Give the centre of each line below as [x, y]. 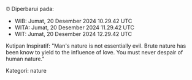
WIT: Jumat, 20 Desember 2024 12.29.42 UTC [73, 34]
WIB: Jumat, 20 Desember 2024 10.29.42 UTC [73, 21]
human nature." [25, 59]
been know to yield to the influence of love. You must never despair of [94, 52]
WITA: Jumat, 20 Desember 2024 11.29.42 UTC [74, 27]
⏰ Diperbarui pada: [30, 9]
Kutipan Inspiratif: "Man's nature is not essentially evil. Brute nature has [96, 46]
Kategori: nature [26, 71]
